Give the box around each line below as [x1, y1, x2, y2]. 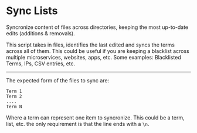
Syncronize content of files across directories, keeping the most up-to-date [6, 24, 189, 31]
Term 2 [6, 93, 22, 99]
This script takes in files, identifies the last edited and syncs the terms [6, 41, 175, 48]
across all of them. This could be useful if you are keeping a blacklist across [6, 47, 189, 54]
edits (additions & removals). [6, 29, 75, 36]
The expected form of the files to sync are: [6, 77, 110, 84]
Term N [6, 104, 22, 109]
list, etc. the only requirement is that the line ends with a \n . [6, 120, 150, 127]
